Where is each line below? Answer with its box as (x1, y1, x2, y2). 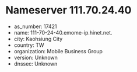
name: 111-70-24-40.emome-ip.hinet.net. (13, 29, 113, 36)
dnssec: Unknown (13, 60, 58, 67)
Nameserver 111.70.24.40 (5, 4, 132, 17)
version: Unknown (13, 54, 58, 61)
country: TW (13, 42, 44, 49)
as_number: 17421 (13, 23, 57, 30)
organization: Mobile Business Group (13, 47, 103, 54)
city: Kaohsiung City (13, 35, 63, 42)
